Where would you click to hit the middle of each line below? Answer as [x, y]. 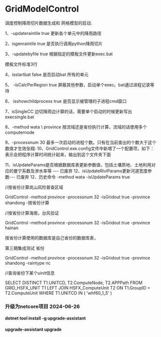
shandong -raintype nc [28, 263]
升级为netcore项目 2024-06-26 [43, 306]
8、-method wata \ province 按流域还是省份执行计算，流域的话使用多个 [76, 127]
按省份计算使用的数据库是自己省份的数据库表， [51, 238]
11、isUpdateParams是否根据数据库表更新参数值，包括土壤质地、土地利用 [78, 165]
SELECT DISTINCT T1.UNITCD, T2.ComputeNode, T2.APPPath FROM [74, 283]
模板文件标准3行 [21, 64]
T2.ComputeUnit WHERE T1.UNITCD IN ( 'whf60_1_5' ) [59, 293]
